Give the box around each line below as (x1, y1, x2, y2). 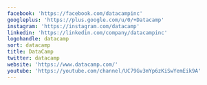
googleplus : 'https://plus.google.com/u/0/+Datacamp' (7, 16, 165, 23)
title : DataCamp (7, 49, 54, 56)
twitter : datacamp (7, 55, 60, 62)
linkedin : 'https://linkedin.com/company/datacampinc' (7, 29, 168, 36)
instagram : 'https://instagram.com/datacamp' (7, 23, 140, 29)
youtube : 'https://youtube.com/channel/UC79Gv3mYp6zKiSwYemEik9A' (7, 67, 201, 74)
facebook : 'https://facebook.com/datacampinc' (7, 10, 143, 17)
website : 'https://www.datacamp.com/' (7, 61, 118, 68)
